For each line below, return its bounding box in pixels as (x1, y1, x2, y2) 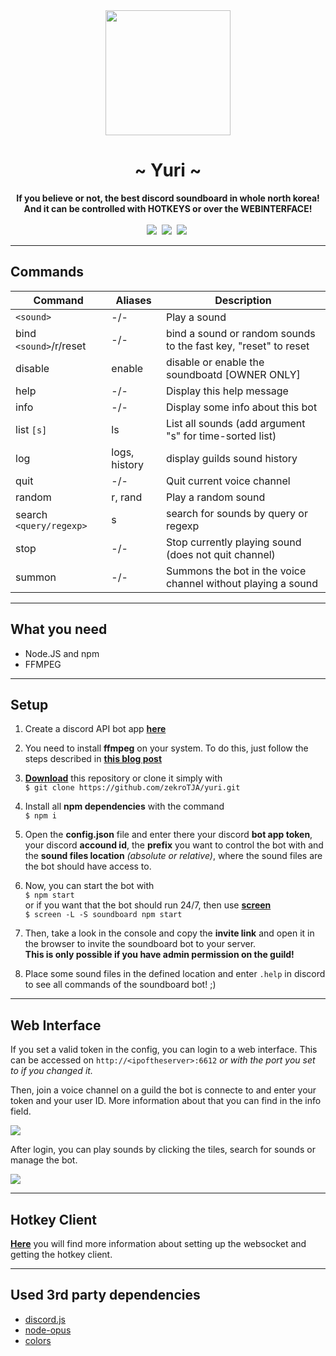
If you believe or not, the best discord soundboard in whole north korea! (16, 192, 320, 204)
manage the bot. (10, 1154, 78, 1166)
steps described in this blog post (24, 753, 163, 765)
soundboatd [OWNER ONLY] (165, 367, 301, 381)
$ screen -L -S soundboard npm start (24, 910, 183, 920)
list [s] (15, 422, 48, 436)
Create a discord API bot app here (24, 723, 167, 735)
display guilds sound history (165, 451, 298, 465)
